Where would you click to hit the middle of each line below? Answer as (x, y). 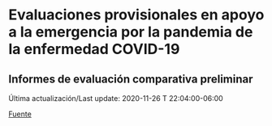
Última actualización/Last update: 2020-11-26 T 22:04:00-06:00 (116, 98)
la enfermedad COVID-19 (94, 49)
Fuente (20, 114)
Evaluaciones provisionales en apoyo (136, 15)
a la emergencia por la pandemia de (131, 32)
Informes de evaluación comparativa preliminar (131, 79)
